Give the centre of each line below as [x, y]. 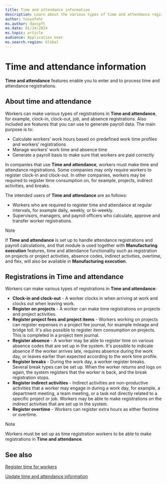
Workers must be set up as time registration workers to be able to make [78, 434]
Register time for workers [31, 467]
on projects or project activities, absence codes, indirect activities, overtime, [83, 256]
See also [19, 455]
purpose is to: [19, 129]
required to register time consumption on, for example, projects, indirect [79, 180]
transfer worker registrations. [42, 221]
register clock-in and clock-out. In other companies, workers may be [75, 175]
